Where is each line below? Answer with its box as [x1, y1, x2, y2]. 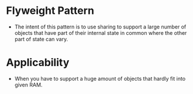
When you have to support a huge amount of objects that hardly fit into [14, 75, 186, 82]
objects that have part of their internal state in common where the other [14, 29, 187, 36]
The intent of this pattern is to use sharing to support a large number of [14, 23, 187, 30]
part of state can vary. [14, 35, 68, 42]
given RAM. [14, 81, 43, 88]
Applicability [6, 56, 70, 69]
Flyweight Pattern [6, 4, 95, 17]
